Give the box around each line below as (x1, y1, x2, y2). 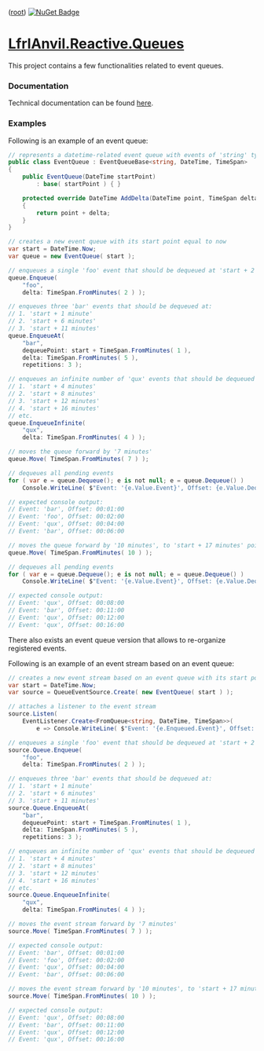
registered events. (8, 643, 67, 653)
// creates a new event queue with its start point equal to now (8, 238, 226, 246)
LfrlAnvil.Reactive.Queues (8, 35, 185, 53)
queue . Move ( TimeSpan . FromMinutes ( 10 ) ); (8, 548, 153, 557)
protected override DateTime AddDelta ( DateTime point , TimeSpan (22, 194, 237, 202)
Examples (8, 118, 47, 129)
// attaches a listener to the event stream (8, 703, 156, 711)
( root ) (8, 8, 27, 16)
